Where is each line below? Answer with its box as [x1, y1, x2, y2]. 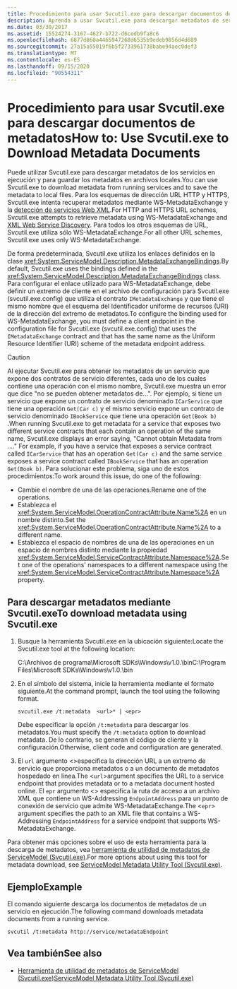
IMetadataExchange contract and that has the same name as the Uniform [7, 332, 217, 340]
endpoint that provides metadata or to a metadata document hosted [17, 779, 215, 788]
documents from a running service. [7, 915, 110, 923]
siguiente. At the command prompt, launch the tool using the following [17, 687, 220, 696]
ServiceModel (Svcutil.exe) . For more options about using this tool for [7, 853, 207, 862]
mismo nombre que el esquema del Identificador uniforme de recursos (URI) [7, 302, 229, 311]
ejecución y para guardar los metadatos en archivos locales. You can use [7, 176, 219, 184]
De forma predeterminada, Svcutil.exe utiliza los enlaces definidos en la [7, 249, 215, 258]
